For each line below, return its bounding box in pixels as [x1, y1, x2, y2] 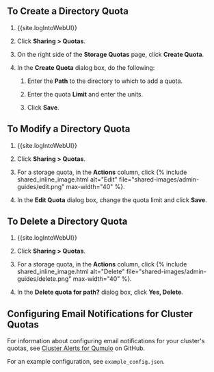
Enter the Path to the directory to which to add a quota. [27, 77, 183, 85]
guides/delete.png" [16, 275, 72, 283]
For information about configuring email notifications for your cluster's [7, 337, 205, 345]
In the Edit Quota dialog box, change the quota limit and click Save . [16, 195, 207, 204]
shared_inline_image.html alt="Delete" [16, 267, 125, 276]
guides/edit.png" [16, 182, 65, 190]
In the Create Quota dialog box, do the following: [16, 63, 155, 71]
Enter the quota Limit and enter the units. [27, 90, 144, 98]
